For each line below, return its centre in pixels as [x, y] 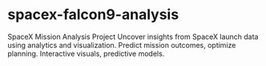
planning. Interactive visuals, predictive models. [86, 53]
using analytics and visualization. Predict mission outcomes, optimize [122, 45]
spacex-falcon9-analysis [93, 15]
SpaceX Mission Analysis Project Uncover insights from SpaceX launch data [133, 37]
